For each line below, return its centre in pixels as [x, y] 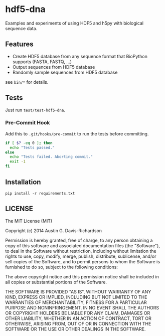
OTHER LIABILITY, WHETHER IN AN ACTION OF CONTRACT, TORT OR [78, 318]
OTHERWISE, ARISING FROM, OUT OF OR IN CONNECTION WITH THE [78, 323]
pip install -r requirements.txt [40, 193]
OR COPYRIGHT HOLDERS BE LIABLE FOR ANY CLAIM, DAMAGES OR [78, 313]
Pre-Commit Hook [28, 123]
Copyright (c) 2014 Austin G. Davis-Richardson [53, 230]
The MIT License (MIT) [29, 221]
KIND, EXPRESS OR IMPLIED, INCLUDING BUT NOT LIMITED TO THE [76, 297]
